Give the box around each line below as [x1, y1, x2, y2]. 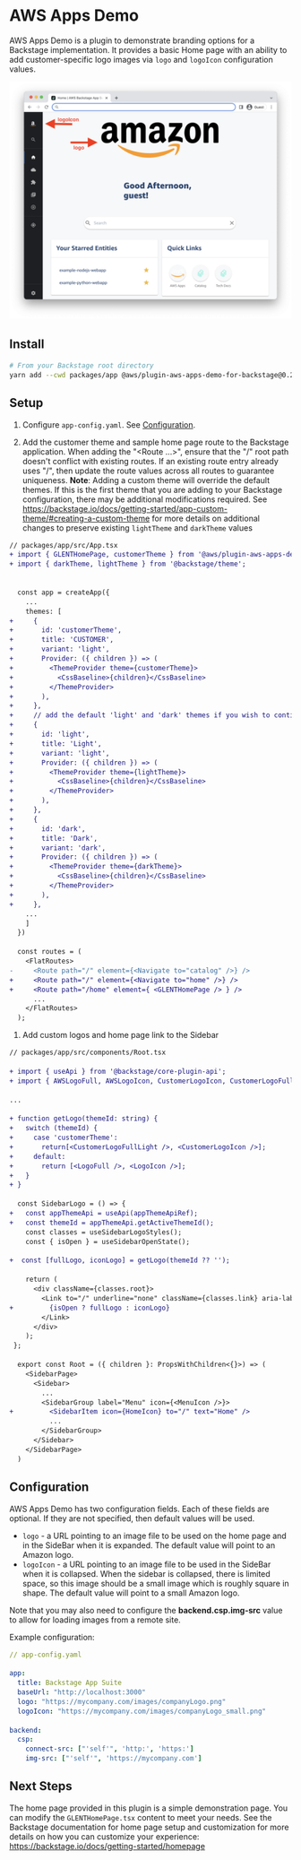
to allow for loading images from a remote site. [9, 1614, 181, 1625]
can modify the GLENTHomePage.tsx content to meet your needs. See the [9, 1812, 272, 1822]
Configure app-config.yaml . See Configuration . [21, 419, 196, 430]
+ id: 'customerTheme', [9, 626, 123, 635]
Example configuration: [9, 1631, 96, 1642]
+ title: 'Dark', [9, 834, 99, 843]
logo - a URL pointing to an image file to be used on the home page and [21, 1530, 287, 1541]
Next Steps [9, 1778, 73, 1794]
